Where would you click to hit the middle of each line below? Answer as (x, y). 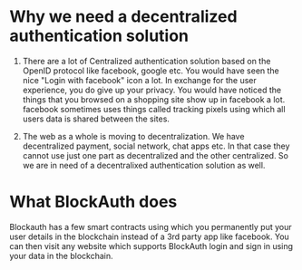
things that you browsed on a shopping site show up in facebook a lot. (154, 99)
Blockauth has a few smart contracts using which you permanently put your (151, 227)
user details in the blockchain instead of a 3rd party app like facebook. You (150, 236)
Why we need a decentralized (123, 17)
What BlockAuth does (93, 202)
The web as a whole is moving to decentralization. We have (133, 136)
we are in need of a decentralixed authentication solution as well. (144, 165)
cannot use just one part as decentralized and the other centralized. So (155, 155)
